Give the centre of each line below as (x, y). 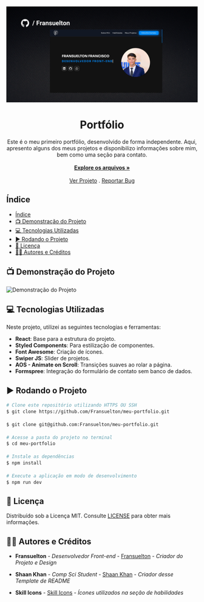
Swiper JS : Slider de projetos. (53, 359)
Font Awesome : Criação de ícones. (59, 352)
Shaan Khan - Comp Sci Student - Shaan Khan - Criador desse (94, 575)
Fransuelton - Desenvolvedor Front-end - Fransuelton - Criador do (99, 556)
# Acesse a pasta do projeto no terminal (59, 437)
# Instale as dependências (40, 457)
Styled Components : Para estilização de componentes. (85, 345)
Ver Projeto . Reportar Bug (102, 180)
